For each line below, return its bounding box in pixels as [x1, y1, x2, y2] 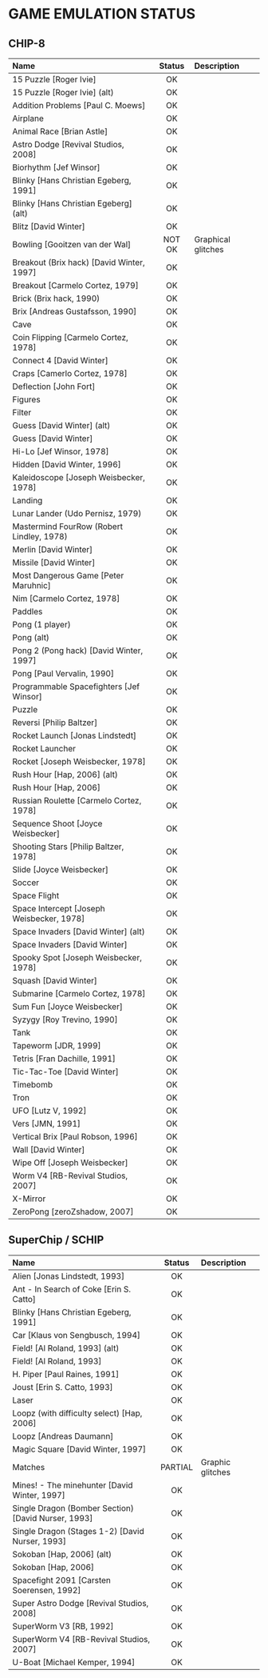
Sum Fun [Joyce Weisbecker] [12, 1001, 124, 1012]
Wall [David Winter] [12, 1144, 85, 1155]
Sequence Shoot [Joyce [12, 818, 103, 829]
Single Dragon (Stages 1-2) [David [12, 1525, 145, 1536]
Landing [12, 495, 43, 506]
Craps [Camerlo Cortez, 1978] [12, 368, 128, 378]
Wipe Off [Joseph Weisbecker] [12, 1157, 129, 1168]
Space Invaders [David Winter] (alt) [12, 926, 145, 937]
